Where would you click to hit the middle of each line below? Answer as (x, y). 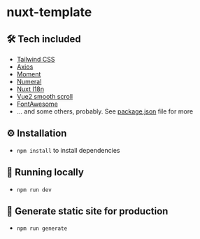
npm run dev (34, 190)
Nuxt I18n (30, 89)
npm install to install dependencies (68, 150)
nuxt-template (49, 12)
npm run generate (42, 228)
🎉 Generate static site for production (87, 211)
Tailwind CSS (36, 59)
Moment (29, 74)
